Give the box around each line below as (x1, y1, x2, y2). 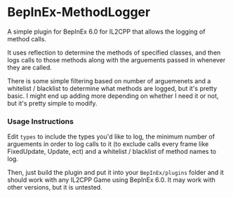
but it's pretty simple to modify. (7, 99, 98, 107)
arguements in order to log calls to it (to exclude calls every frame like (7, 140, 209, 148)
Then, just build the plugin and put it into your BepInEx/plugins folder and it (7, 169, 225, 177)
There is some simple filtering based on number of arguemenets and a (7, 76, 211, 85)
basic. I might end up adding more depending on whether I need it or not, (7, 92, 219, 100)
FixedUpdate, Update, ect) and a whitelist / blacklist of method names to (7, 148, 216, 156)
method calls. (7, 34, 47, 43)
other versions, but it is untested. (7, 183, 103, 192)
